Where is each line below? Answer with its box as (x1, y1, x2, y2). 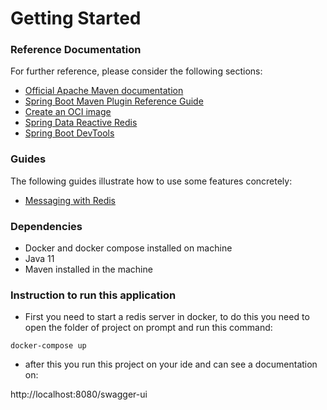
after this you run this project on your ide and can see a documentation (24, 358, 318, 371)
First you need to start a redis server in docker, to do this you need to (24, 311, 310, 323)
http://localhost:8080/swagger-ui (10, 388, 148, 401)
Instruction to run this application (10, 288, 177, 302)
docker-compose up (10, 341, 87, 351)
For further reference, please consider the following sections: (10, 65, 263, 77)
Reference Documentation (10, 43, 142, 57)
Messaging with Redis (24, 194, 116, 206)
